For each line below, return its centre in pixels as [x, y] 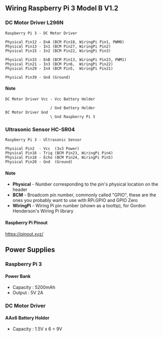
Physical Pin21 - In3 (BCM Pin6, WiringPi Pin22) [59, 64]
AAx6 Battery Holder [27, 318]
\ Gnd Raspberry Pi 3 [72, 117]
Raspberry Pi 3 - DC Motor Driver [41, 33]
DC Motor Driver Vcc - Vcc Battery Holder [50, 99]
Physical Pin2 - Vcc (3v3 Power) [42, 149]
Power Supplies [30, 249]
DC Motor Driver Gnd [27, 112]
